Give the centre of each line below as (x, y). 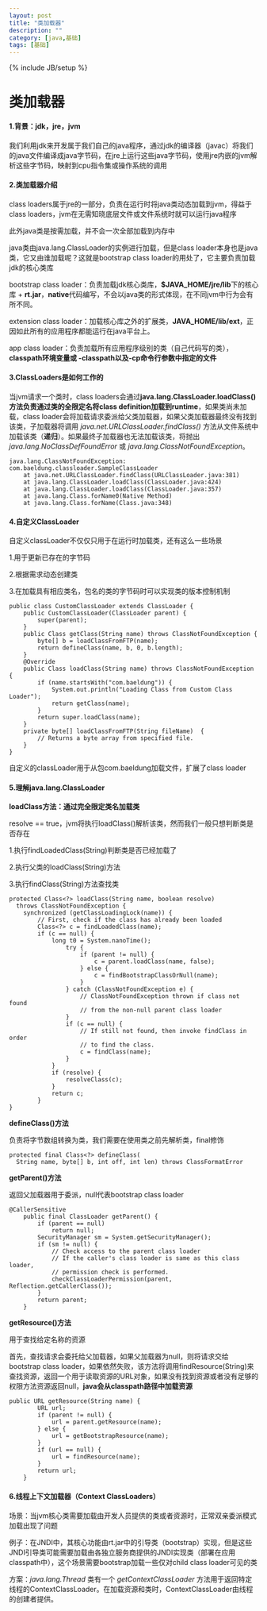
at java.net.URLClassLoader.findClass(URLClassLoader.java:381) (132, 475)
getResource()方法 (40, 1323)
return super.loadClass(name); (89, 718)
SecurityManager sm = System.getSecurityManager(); (125, 1238)
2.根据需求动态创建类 (44, 574)
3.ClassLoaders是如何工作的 (56, 377)
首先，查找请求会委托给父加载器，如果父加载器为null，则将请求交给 (119, 1357)
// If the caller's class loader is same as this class (145, 1258)
